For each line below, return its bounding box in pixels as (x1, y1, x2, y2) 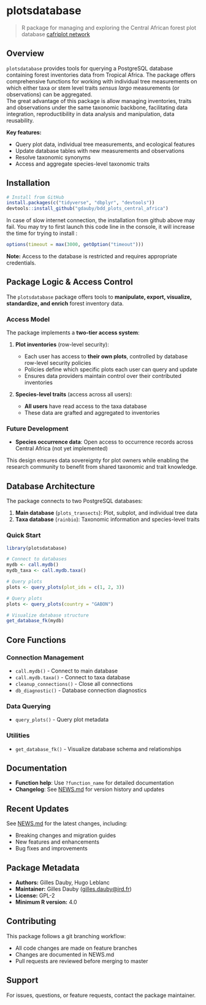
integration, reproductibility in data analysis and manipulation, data (6, 110, 175, 117)
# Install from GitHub (6, 194, 64, 200)
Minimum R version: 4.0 (15, 898, 78, 906)
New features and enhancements (15, 838, 100, 845)
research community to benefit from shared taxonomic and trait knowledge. (6, 463, 197, 471)
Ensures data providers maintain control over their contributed (24, 372, 182, 380)
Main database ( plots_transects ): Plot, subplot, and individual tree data (15, 509, 198, 517)
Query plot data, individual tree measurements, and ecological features (15, 141, 195, 148)
